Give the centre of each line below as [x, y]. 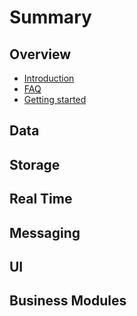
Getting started [55, 99]
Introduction [49, 78]
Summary [50, 17]
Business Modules [68, 301]
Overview [40, 54]
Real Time [41, 199]
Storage [35, 164]
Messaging [45, 232]
